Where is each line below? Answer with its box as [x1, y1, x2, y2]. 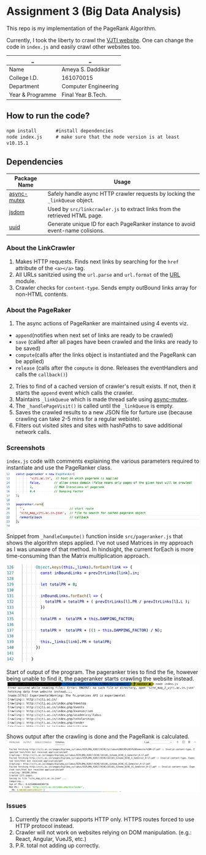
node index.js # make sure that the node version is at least [6, 134, 180, 140]
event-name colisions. [47, 226, 105, 234]
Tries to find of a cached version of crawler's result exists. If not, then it [15, 382, 196, 390]
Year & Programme [9, 91, 57, 99]
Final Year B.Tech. [61, 91, 107, 99]
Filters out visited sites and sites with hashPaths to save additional [15, 422, 183, 429]
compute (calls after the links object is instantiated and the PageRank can [15, 351, 197, 358]
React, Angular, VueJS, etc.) [15, 835, 87, 842]
